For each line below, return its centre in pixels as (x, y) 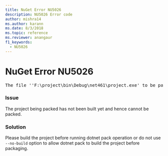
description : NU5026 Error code (39, 14)
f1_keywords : (19, 42)
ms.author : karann (24, 24)
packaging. (17, 149)
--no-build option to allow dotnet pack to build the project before (72, 143)
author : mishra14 (23, 19)
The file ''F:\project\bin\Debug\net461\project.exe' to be (80, 85)
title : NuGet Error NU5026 (33, 10)
